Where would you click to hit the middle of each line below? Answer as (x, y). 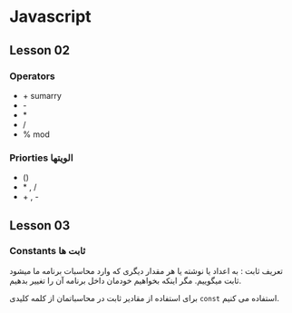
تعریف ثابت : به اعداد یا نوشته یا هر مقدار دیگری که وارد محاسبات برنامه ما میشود (146, 270)
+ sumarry (42, 95)
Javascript (51, 17)
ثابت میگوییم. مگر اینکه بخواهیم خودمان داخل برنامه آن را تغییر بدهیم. (126, 280)
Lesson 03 (40, 225)
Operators (33, 76)
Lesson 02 (40, 50)
